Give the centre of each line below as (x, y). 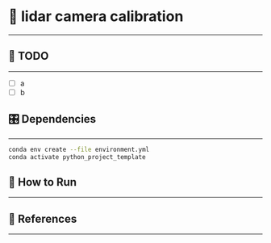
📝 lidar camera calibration (96, 17)
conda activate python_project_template (77, 157)
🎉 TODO (29, 56)
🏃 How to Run (43, 182)
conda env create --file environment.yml (79, 149)
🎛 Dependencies (52, 119)
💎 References (43, 218)
